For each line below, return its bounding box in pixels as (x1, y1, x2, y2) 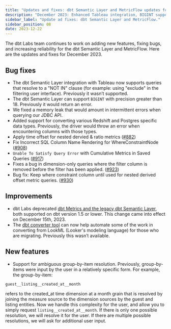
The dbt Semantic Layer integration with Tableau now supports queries (12, 80, 162, 86)
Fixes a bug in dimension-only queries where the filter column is (12, 161, 148, 167)
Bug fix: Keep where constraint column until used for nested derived (12, 171, 156, 178)
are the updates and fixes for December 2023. (5, 52, 103, 58)
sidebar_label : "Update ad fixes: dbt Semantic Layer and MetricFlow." (5, 17, 160, 22)
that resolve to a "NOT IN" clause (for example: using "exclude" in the (12, 85, 159, 91)
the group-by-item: (12, 271, 53, 278)
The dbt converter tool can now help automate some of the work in (12, 221, 153, 227)
